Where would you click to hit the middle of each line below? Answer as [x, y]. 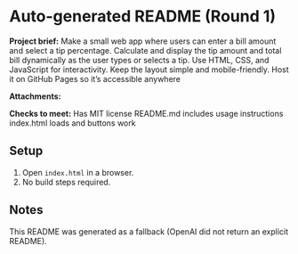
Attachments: [35, 96]
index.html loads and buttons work [72, 123]
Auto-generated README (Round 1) [143, 16]
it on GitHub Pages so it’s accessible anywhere [95, 78]
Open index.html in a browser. [78, 172]
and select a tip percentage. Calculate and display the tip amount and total [145, 50]
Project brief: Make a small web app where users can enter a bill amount [143, 41]
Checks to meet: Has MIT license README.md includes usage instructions [146, 113]
